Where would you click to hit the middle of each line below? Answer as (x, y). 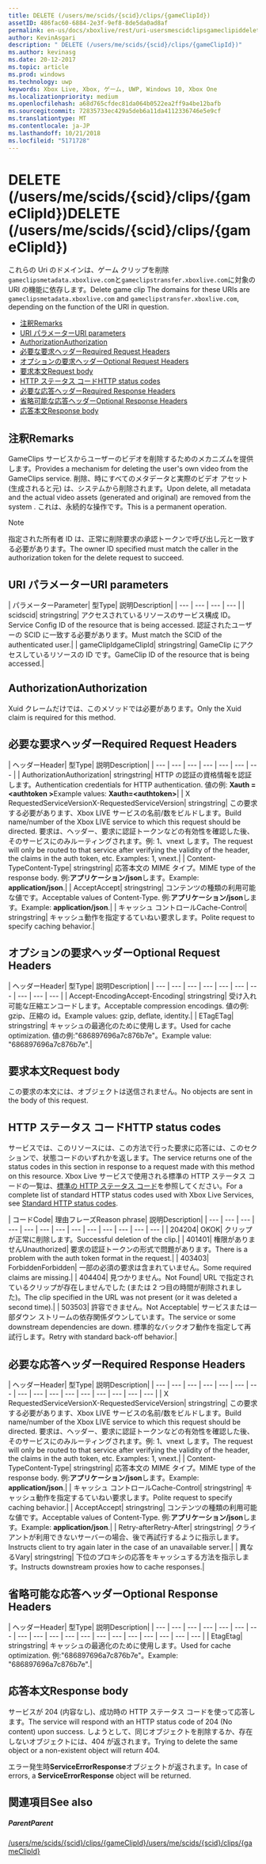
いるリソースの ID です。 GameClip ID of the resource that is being (142, 655)
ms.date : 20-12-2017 (42, 60)
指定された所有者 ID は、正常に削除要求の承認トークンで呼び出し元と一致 (128, 539)
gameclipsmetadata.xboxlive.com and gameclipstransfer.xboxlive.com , (124, 298)
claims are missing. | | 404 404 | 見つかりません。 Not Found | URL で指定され (131, 1277)
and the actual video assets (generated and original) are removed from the (129, 497)
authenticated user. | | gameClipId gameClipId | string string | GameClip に (124, 645)
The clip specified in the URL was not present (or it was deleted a (131, 1297)
